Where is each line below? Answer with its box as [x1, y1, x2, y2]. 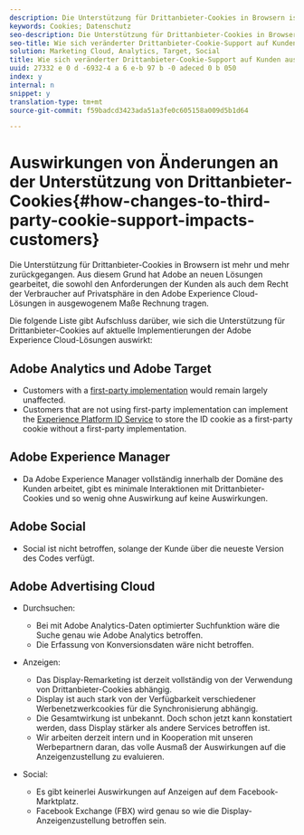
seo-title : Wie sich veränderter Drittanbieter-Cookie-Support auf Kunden [9, 38, 298, 48]
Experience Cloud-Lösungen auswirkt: [9, 335, 153, 346]
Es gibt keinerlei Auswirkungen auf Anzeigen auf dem [35, 786, 237, 797]
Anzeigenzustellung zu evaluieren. [35, 752, 165, 763]
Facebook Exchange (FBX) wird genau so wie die [35, 806, 220, 817]
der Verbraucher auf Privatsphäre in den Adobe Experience [9, 289, 231, 299]
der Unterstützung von [9, 172, 185, 193]
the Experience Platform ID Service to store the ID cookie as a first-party [22, 413, 293, 424]
